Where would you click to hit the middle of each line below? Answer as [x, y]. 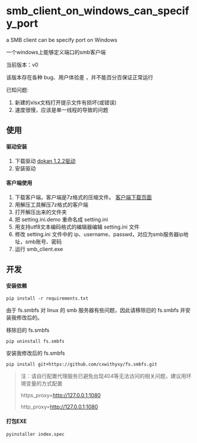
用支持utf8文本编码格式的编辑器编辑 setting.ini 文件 [77, 227]
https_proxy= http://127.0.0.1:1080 [61, 396]
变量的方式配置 [44, 384]
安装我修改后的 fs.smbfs [35, 353]
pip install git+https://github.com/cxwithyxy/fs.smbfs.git [82, 365]
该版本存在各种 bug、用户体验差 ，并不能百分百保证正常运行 [80, 77]
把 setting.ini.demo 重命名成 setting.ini [61, 219]
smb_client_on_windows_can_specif [98, 11]
